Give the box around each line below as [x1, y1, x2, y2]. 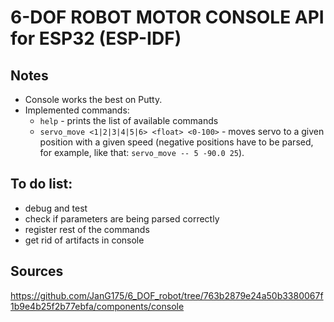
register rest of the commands [24, 223, 150, 235]
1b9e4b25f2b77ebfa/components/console [10, 300, 185, 312]
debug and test [24, 202, 88, 214]
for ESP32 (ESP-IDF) [10, 27, 182, 50]
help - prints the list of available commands [39, 115, 219, 126]
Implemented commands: [24, 104, 130, 116]
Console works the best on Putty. [24, 94, 163, 105]
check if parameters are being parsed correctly [24, 212, 220, 225]
